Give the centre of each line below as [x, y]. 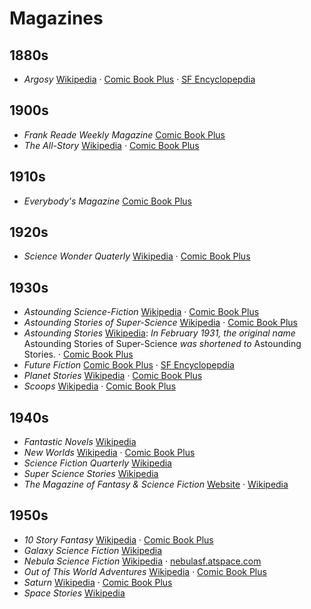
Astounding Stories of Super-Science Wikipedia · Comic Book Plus [160, 323]
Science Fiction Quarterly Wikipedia [97, 463]
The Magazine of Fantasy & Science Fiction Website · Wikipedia [156, 484]
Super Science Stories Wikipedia [91, 474]
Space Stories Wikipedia [74, 593]
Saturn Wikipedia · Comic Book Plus [98, 582]
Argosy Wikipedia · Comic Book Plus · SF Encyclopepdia [139, 79]
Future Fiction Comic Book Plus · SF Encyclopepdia [129, 365]
